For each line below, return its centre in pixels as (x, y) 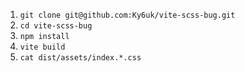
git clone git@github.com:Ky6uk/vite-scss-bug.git (127, 15)
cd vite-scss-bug (56, 26)
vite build (42, 47)
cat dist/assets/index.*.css (80, 58)
